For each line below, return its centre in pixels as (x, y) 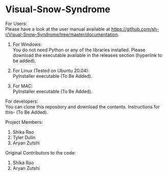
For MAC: (23, 86)
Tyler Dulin (24, 137)
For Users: (16, 24)
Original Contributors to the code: (41, 152)
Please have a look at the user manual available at (58, 29)
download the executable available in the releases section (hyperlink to (87, 55)
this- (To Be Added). (27, 112)
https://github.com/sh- (135, 29)
